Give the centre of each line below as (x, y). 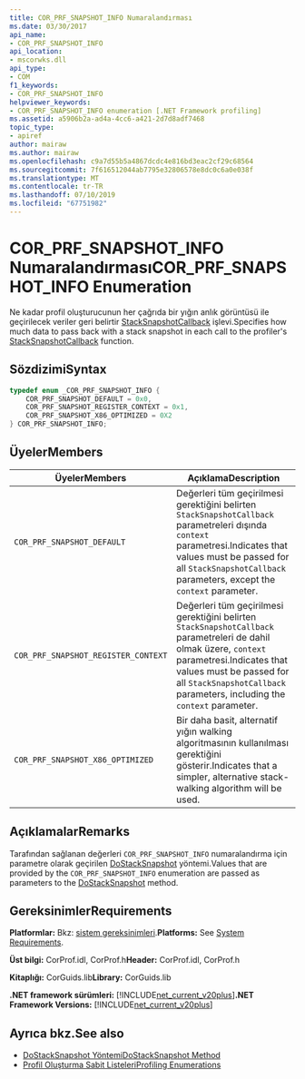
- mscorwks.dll (38, 60)
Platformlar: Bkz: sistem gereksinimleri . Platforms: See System (127, 933)
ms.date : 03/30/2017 (49, 26)
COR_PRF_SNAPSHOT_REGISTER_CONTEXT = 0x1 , (107, 407)
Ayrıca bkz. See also (67, 1033)
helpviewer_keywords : (50, 102)
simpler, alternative (217, 777)
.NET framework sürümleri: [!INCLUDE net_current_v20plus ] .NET (132, 996)
